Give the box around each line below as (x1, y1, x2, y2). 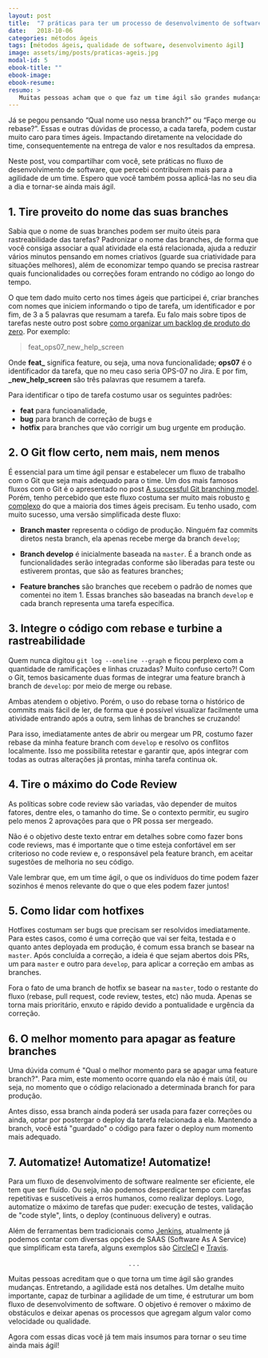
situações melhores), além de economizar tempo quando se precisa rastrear (8, 261, 259, 270)
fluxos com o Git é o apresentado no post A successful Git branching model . (8, 484, 259, 493)
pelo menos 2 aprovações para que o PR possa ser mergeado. (8, 816, 214, 825)
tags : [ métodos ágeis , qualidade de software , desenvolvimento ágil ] (8, 42, 245, 50)
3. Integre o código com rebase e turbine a (8, 621, 223, 636)
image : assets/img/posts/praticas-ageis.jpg (8, 49, 159, 57)
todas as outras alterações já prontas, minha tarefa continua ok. (8, 754, 218, 764)
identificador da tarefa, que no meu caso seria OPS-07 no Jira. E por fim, (8, 366, 249, 376)
